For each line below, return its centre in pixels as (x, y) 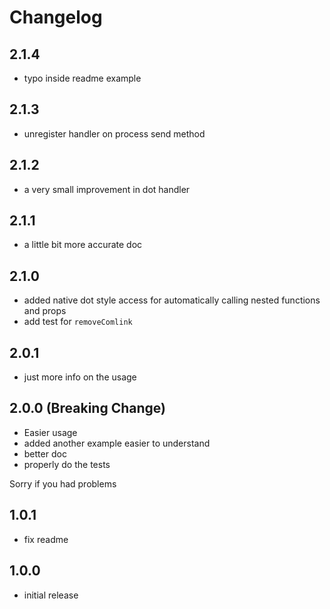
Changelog (56, 17)
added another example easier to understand (117, 443)
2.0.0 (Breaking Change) (87, 408)
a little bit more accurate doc (83, 245)
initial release (51, 595)
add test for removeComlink (78, 322)
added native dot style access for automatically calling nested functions (172, 300)
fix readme (46, 539)
